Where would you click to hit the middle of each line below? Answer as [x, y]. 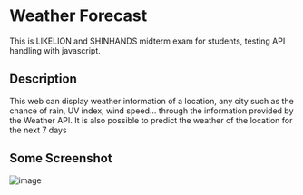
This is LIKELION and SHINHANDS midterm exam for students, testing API [147, 41]
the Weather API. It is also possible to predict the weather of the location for [151, 120]
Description [43, 79]
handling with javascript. [55, 50]
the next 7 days [38, 130]
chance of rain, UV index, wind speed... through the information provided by [151, 111]
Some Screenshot [61, 158]
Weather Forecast [78, 16]
